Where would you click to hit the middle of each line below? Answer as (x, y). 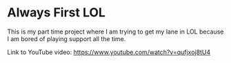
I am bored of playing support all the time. (67, 38)
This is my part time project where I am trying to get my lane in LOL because (115, 32)
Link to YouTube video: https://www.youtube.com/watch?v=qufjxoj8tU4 (109, 52)
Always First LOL (56, 13)
